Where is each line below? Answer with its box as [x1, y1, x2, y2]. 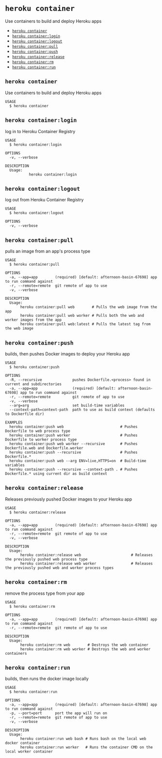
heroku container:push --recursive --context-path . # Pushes [9, 467, 138, 472]
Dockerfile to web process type [5, 428, 70, 433]
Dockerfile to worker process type [5, 437, 77, 442]
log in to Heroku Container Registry [5, 128, 76, 134]
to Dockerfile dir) [5, 411, 45, 416]
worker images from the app [5, 317, 62, 323]
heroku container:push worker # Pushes [9, 433, 138, 438]
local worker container [5, 749, 53, 754]
